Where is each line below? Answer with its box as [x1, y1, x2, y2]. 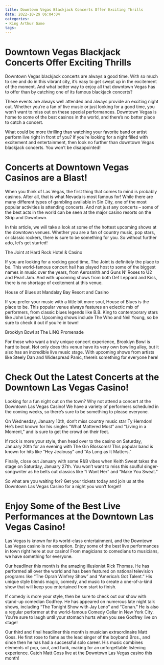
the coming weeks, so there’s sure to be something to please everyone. [5, 408, 149, 414]
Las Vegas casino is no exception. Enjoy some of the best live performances [5, 543, 159, 549]
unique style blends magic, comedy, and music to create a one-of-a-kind [5, 578, 153, 584]
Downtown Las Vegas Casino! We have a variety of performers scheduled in [5, 404, 159, 409]
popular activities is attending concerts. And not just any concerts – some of [5, 204, 159, 210]
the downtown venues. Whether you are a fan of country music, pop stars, [5, 230, 155, 235]
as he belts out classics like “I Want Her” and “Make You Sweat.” [27, 468, 158, 474]
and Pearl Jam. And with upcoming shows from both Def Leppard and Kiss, [5, 275, 158, 280]
